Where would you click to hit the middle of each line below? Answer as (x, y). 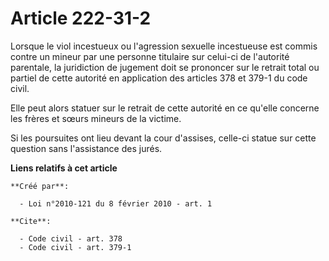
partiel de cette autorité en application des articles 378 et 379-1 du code (159, 78)
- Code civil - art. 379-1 (75, 247)
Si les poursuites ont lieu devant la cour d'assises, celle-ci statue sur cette (163, 138)
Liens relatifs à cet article (64, 168)
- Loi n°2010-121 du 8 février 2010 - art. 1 (116, 203)
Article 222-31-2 (81, 18)
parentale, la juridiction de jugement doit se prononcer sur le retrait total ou (165, 67)
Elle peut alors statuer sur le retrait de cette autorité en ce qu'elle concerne (165, 108)
